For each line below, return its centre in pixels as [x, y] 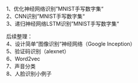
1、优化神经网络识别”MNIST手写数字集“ [55, 9]
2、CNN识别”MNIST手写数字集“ [46, 16]
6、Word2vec [23, 59]
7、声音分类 [21, 66]
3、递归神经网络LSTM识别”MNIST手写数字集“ [63, 24]
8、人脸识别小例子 [29, 74]
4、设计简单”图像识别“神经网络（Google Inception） [71, 44]
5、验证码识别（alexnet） [38, 51]
